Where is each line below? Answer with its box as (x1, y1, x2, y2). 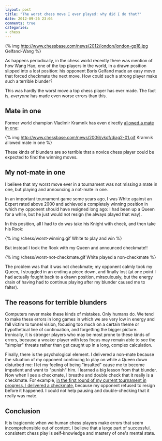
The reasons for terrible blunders (5, 299, 107, 307)
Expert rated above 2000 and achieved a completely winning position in (5, 201, 148, 207)
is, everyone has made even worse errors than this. (5, 93, 107, 99)
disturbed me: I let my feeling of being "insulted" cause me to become (5, 362, 145, 368)
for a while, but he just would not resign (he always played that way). (5, 211, 142, 217)
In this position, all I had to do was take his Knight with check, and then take (5, 221, 156, 227)
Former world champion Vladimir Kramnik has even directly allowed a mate (5, 120, 154, 125)
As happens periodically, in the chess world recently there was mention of (5, 58, 153, 63)
